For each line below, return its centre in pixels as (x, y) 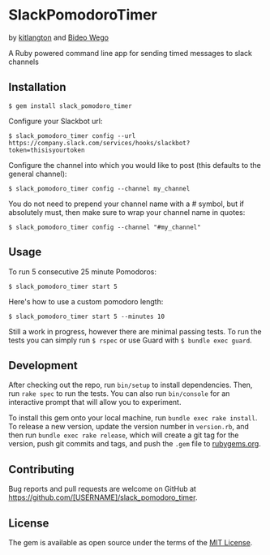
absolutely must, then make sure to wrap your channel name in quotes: (127, 212)
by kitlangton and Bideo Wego (59, 37)
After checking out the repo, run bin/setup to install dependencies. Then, (131, 385)
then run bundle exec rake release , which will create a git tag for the (124, 435)
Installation (37, 87)
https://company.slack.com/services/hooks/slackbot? (99, 143)
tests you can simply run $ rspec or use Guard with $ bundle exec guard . (131, 340)
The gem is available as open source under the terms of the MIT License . (131, 542)
